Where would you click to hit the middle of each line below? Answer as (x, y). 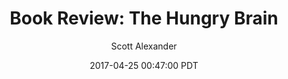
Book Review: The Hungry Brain (144, 18)
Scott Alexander (144, 46)
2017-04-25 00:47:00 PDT (144, 65)
